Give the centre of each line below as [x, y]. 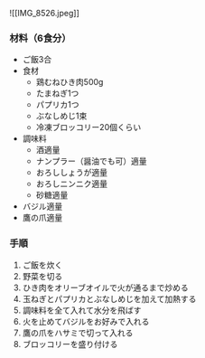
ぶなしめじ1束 [61, 116]
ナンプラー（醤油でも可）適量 [91, 161]
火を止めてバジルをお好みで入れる [86, 321]
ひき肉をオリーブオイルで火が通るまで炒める [105, 287]
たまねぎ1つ [57, 93]
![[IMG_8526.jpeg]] [44, 13]
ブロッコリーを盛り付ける [70, 344]
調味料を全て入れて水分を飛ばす [82, 310]
